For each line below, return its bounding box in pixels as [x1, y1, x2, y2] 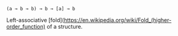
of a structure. [47, 23, 83, 30]
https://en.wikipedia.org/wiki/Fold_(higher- [63, 16, 172, 24]
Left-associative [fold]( [6, 16, 64, 24]
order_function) [6, 23, 46, 30]
